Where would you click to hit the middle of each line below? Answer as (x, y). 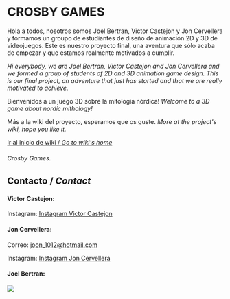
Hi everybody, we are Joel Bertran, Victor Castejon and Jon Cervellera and (113, 66)
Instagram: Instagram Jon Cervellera (59, 258)
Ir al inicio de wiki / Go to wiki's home (60, 142)
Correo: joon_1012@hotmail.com (53, 245)
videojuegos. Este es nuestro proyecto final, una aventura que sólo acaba (111, 45)
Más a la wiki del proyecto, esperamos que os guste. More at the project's (112, 121)
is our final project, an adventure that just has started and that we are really (115, 80)
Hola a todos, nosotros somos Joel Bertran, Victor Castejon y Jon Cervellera (115, 31)
